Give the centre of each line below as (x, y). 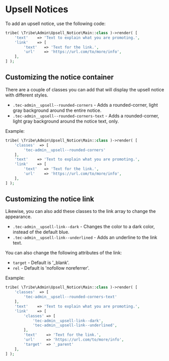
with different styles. (27, 95)
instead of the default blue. (41, 232)
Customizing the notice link (50, 199)
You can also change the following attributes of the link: (64, 253)
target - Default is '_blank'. (41, 263)
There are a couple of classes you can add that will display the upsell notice (85, 89)
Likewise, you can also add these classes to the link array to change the (81, 211)
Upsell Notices (37, 9)
